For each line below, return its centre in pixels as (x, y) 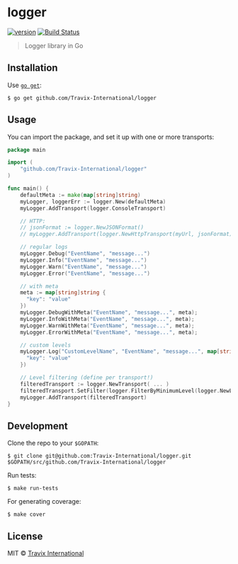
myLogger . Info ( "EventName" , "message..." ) (84, 260)
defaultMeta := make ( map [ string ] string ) (80, 195)
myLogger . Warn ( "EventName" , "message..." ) (84, 266)
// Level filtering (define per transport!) (87, 378)
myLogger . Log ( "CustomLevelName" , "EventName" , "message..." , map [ (120, 351)
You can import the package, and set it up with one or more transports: (111, 137)
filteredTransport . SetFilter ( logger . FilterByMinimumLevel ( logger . (120, 390)
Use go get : (24, 85)
